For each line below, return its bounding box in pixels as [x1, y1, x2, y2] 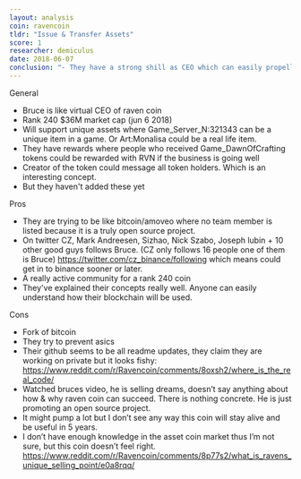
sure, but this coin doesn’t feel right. [21, 441, 157, 451]
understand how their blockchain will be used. [21, 292, 193, 303]
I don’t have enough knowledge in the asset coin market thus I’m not [21, 431, 275, 441]
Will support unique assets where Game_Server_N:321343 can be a [21, 124, 271, 134]
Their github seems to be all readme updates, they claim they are [21, 346, 262, 356]
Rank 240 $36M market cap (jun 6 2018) [21, 114, 173, 125]
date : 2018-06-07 [9, 55, 74, 64]
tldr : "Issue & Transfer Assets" [9, 30, 134, 38]
